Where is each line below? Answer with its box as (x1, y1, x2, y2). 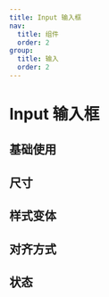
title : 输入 (17, 54, 60, 63)
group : (9, 46, 34, 55)
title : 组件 (17, 29, 60, 38)
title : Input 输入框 (9, 12, 82, 22)
